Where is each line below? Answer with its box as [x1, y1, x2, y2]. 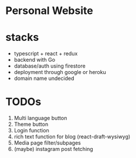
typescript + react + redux [13, 50, 78, 57]
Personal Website [5, 4, 93, 17]
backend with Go [13, 57, 56, 64]
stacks [5, 31, 39, 44]
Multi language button [13, 115, 67, 122]
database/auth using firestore [13, 62, 86, 69]
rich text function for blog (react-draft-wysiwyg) [13, 133, 131, 141]
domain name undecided [13, 75, 74, 82]
